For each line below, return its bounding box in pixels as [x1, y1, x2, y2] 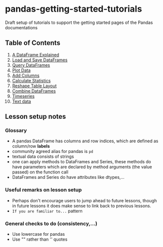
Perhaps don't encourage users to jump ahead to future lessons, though [12, 197, 157, 203]
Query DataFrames [12, 62, 50, 68]
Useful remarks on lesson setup [5, 187, 82, 193]
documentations [5, 24, 38, 30]
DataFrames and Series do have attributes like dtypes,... [12, 174, 125, 180]
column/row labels [12, 143, 50, 149]
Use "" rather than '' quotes [12, 236, 68, 242]
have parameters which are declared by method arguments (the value [12, 164, 152, 170]
